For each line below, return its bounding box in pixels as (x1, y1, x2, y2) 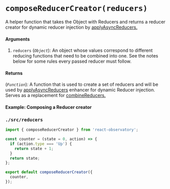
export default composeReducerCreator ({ (5, 169, 93, 175)
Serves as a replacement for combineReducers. (5, 92, 106, 99)
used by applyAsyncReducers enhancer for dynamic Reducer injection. (5, 87, 155, 93)
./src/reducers (5, 117, 44, 123)
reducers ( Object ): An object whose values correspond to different (12, 47, 153, 53)
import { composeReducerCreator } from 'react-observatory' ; (5, 127, 139, 133)
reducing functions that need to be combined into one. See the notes (12, 53, 159, 59)
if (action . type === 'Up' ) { (10, 141, 72, 146)
